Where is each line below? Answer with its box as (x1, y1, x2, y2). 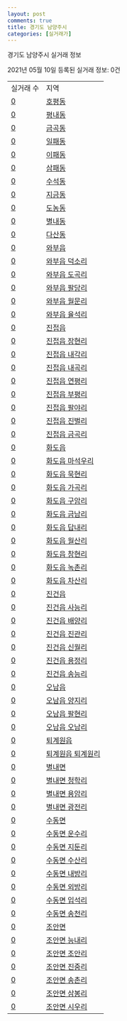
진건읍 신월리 (45, 643, 87, 653)
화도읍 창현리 (45, 550, 87, 559)
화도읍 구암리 (45, 496, 87, 506)
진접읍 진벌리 (45, 416, 87, 426)
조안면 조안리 (45, 949, 87, 959)
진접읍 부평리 (45, 390, 87, 400)
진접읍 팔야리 (45, 403, 87, 413)
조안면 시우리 (45, 1002, 87, 1012)
